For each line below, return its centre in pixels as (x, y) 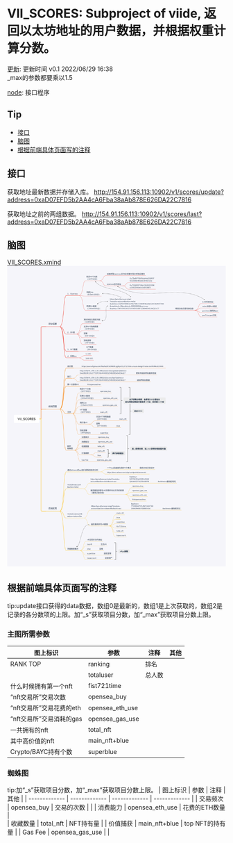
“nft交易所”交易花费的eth (45, 708)
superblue (103, 751)
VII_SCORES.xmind (34, 262)
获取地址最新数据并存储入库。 (50, 192)
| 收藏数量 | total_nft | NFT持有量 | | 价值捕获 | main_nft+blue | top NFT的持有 (116, 823)
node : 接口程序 (28, 92)
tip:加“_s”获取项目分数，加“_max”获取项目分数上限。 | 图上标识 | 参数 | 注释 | (116, 789)
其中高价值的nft (32, 741)
